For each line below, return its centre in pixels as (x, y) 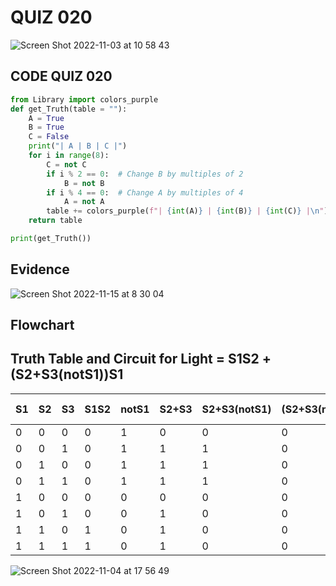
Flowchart (42, 325)
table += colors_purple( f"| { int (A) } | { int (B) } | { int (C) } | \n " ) (187, 211)
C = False (49, 137)
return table (55, 221)
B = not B (84, 183)
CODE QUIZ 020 (61, 76)
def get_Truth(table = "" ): (69, 109)
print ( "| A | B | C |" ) (78, 146)
